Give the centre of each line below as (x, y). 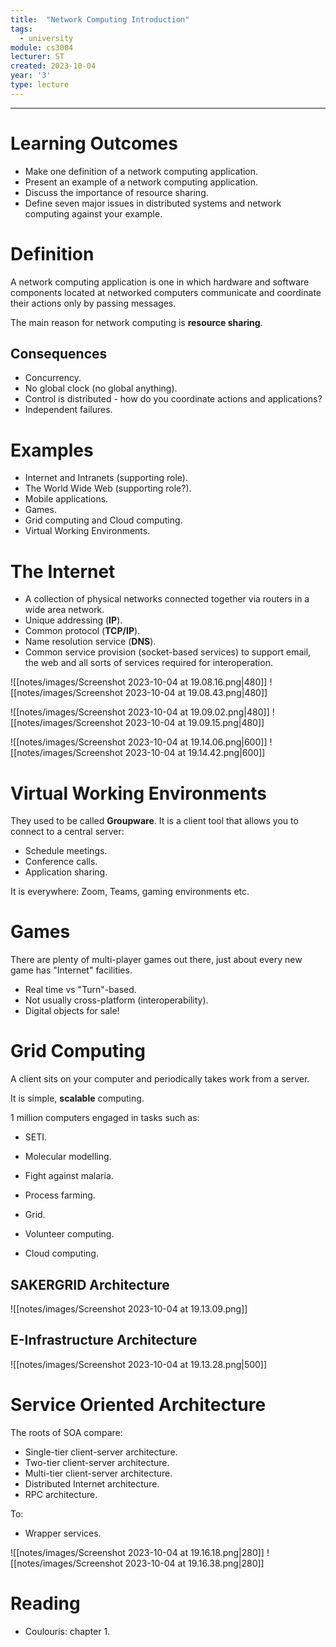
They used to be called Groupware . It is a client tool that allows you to (154, 821)
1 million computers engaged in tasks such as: (105, 1118)
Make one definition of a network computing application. (141, 171)
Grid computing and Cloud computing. (103, 520)
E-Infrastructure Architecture (104, 1340)
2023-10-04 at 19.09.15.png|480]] (194, 723)
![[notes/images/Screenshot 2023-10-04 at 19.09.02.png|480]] (140, 712)
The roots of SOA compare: (66, 1432)
